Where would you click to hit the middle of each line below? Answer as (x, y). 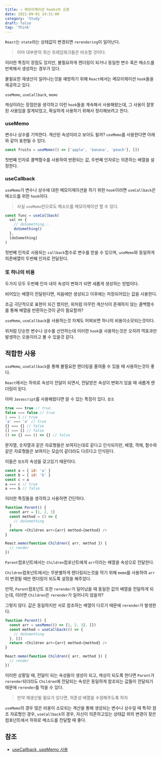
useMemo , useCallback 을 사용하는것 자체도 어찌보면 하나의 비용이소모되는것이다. (80, 321)
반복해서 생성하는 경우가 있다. (33, 69)
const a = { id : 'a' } (28, 471)
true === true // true (28, 408)
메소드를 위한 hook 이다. (27, 196)
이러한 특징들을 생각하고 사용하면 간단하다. (45, 498)
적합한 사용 (21, 354)
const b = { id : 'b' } (28, 475)
